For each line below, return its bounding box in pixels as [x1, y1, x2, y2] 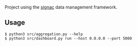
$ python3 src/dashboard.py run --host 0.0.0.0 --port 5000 [4, 36, 133, 41]
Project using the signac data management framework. [4, 4, 118, 10]
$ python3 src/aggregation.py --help [4, 32, 83, 37]
